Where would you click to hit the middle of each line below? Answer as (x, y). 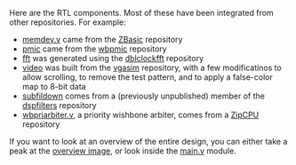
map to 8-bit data (54, 86)
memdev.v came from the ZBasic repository (102, 39)
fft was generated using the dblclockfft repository (113, 58)
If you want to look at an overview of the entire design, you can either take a (148, 141)
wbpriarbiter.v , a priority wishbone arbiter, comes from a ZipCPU (140, 115)
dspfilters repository (59, 105)
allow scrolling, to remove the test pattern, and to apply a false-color (147, 77)
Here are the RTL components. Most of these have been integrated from (141, 13)
